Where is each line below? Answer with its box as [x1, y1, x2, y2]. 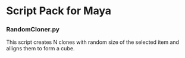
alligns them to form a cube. [6, 45, 75, 52]
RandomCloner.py [6, 25, 60, 34]
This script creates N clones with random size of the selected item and [6, 38, 180, 46]
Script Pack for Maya [6, 4, 112, 18]
